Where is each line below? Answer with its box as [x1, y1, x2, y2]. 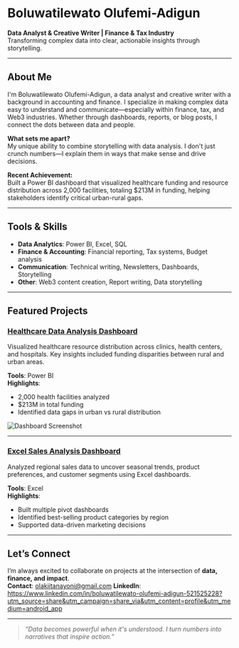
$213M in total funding [17, 401, 84, 409]
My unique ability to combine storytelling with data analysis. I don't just [7, 141, 216, 150]
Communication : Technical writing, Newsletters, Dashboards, [17, 262, 199, 271]
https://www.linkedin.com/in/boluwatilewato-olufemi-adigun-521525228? [7, 590, 223, 598]
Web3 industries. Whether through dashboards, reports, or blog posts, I [7, 113, 217, 121]
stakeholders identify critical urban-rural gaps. [7, 193, 144, 202]
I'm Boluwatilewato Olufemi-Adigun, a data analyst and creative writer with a [7, 90, 231, 98]
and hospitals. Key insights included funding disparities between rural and [7, 350, 224, 359]
